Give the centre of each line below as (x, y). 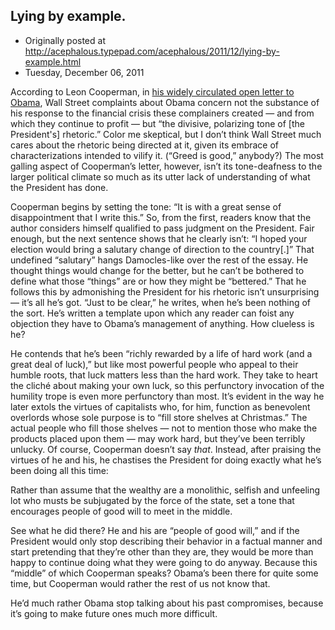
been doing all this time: (59, 470)
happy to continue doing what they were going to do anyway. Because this (164, 562)
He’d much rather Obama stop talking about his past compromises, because (167, 603)
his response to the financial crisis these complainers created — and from (162, 113)
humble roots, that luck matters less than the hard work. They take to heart (164, 375)
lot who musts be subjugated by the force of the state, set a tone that (152, 500)
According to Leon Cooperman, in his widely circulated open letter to (152, 91)
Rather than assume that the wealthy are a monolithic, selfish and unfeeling (165, 490)
